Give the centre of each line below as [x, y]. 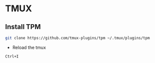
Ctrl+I [12, 56]
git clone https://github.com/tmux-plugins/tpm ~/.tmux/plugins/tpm [77, 38]
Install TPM [23, 27]
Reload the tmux [29, 47]
